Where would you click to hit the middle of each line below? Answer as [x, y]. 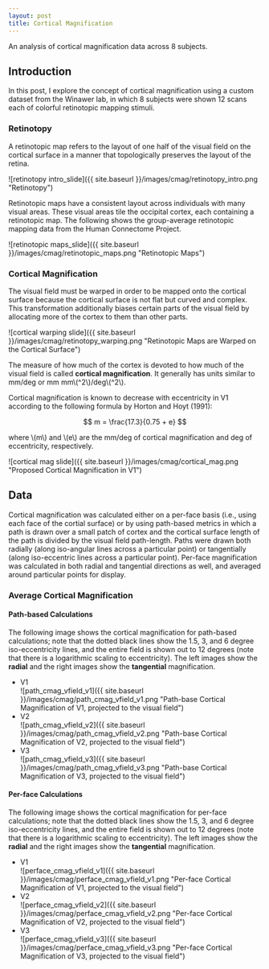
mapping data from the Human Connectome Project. [95, 228]
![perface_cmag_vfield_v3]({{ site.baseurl [88, 939]
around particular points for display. [67, 574]
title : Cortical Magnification [61, 23]
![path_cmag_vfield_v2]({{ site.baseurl [82, 725]
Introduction [40, 71]
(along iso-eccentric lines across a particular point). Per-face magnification [133, 557]
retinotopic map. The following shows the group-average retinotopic [121, 220]
